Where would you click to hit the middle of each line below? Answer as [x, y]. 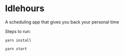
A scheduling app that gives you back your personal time [62, 22]
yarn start [16, 49]
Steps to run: [18, 31]
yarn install [18, 40]
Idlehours [25, 9]
